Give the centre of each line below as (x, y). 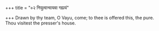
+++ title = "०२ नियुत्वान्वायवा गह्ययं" (37, 8)
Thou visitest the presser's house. (41, 23)
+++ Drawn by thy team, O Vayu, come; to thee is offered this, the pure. (80, 18)
